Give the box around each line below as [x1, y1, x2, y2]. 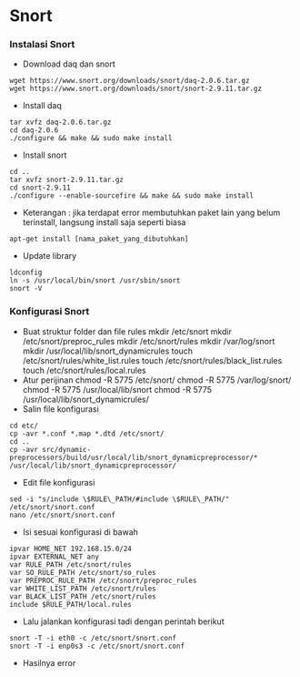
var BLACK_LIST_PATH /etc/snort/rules [9, 591, 156, 601]
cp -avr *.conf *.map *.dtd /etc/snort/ [9, 429, 165, 438]
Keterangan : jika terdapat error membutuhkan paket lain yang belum [22, 207, 281, 219]
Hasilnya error [22, 657, 76, 668]
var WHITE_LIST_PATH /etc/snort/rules [9, 584, 156, 593]
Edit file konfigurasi [22, 477, 95, 487]
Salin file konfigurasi [22, 403, 100, 415]
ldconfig [9, 268, 43, 278]
